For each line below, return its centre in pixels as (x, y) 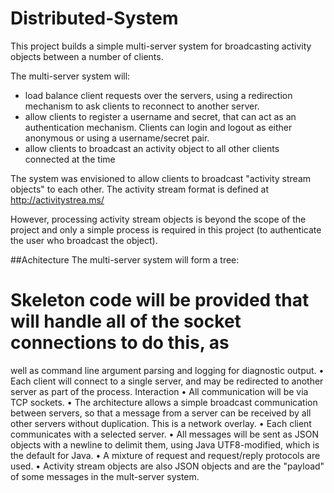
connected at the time (70, 159)
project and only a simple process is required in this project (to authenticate (166, 229)
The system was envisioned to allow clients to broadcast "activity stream (161, 178)
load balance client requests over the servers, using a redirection (158, 95)
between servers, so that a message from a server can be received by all (161, 413)
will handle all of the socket (126, 321)
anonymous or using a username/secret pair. (117, 138)
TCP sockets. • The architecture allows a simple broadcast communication (164, 402)
